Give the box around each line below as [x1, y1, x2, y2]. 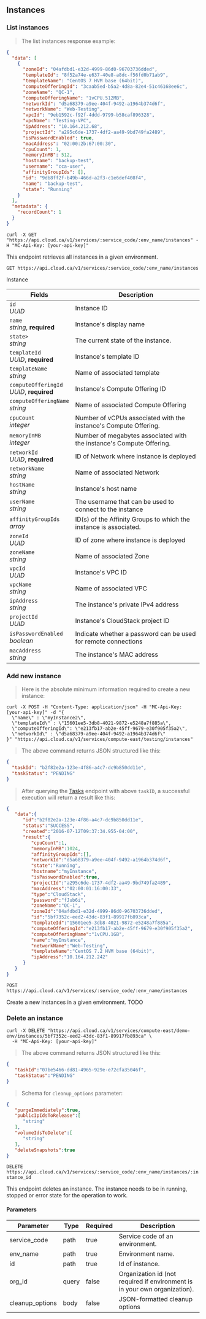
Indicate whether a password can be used [75, 629, 196, 638]
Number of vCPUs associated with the [75, 413, 185, 422]
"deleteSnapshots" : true [14, 1147, 75, 1153]
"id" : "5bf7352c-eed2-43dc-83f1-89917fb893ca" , [31, 914, 152, 920]
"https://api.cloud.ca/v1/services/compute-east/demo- [47, 1028, 191, 1034]
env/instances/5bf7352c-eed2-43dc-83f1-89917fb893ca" [6, 1033, 147, 1039]
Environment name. [118, 1250, 175, 1258]
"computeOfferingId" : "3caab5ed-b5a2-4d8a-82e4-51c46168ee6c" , [22, 83, 188, 90]
